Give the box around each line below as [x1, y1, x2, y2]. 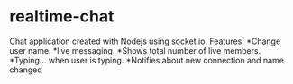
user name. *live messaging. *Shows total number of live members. [9, 45, 261, 55]
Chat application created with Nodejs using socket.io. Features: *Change [9, 36, 281, 46]
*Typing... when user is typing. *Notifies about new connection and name [9, 55, 284, 65]
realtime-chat [9, 6, 114, 27]
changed [9, 64, 42, 75]
